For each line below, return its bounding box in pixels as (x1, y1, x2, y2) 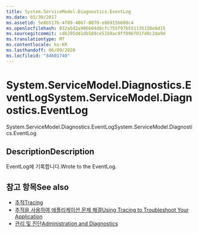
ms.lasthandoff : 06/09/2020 (6, 47, 76, 53)
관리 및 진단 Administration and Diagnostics (14, 220, 119, 227)
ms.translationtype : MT (6, 36, 65, 42)
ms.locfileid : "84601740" (6, 53, 70, 59)
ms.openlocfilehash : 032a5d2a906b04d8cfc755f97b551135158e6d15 (6, 25, 166, 31)
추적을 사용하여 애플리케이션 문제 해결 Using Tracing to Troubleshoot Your (14, 206, 189, 213)
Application (14, 213, 43, 220)
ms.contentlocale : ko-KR (6, 42, 68, 48)
